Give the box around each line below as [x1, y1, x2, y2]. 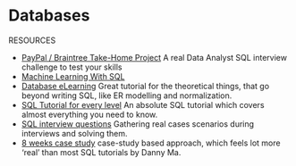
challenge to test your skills [21, 62, 123, 72]
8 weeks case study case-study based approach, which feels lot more [21, 137, 281, 148]
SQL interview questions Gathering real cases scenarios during [21, 118, 255, 129]
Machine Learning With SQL [21, 71, 125, 81]
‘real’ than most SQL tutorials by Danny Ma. [21, 146, 182, 157]
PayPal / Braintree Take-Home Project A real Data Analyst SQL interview [21, 52, 288, 62]
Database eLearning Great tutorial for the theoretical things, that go [21, 80, 270, 91]
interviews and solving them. [21, 128, 128, 138]
